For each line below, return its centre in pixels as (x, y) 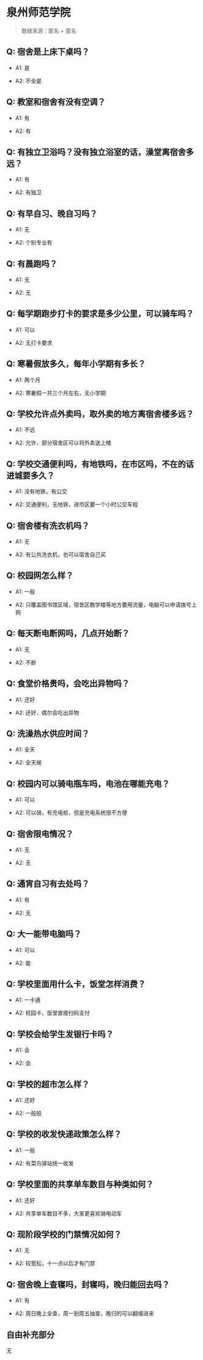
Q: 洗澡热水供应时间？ (48, 734)
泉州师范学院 (39, 13)
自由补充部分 (31, 1335)
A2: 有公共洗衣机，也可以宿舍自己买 (60, 554)
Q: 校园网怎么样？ (40, 576)
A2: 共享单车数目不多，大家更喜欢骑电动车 (68, 1213)
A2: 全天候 (28, 763)
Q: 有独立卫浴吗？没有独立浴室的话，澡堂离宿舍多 (100, 152)
